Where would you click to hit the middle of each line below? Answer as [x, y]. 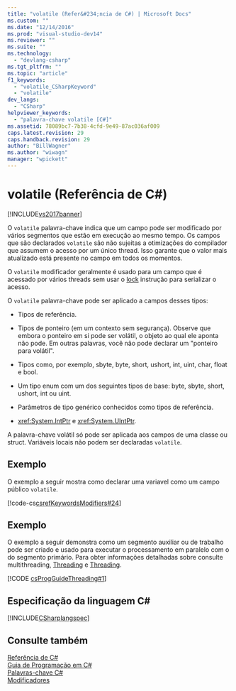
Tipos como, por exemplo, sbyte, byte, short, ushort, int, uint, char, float [123, 364]
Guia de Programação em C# [50, 665]
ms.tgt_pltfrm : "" [34, 67]
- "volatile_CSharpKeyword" [55, 87]
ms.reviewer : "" [31, 40]
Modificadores [29, 680]
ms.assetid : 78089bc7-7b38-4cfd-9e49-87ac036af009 [84, 126]
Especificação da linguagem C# [79, 601]
